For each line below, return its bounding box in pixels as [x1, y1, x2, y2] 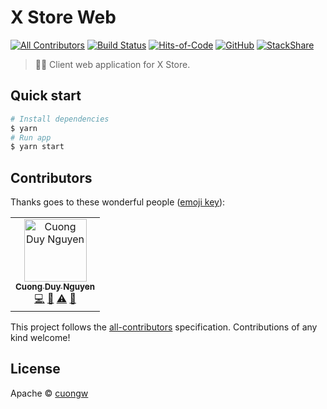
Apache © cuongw [10, 387, 89, 399]
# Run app [10, 132, 52, 143]
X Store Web [10, 6, 117, 29]
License [10, 361, 61, 378]
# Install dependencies [10, 114, 110, 124]
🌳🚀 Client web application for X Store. [34, 58, 191, 70]
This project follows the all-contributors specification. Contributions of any [10, 321, 318, 333]
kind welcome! [10, 332, 71, 344]
